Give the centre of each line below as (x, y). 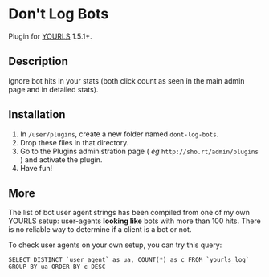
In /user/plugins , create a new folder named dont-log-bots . (119, 134)
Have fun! (36, 168)
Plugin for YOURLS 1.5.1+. (50, 36)
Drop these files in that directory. (74, 142)
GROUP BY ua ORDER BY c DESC (57, 267)
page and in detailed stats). (53, 89)
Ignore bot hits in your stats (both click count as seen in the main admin (126, 80)
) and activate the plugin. (61, 159)
